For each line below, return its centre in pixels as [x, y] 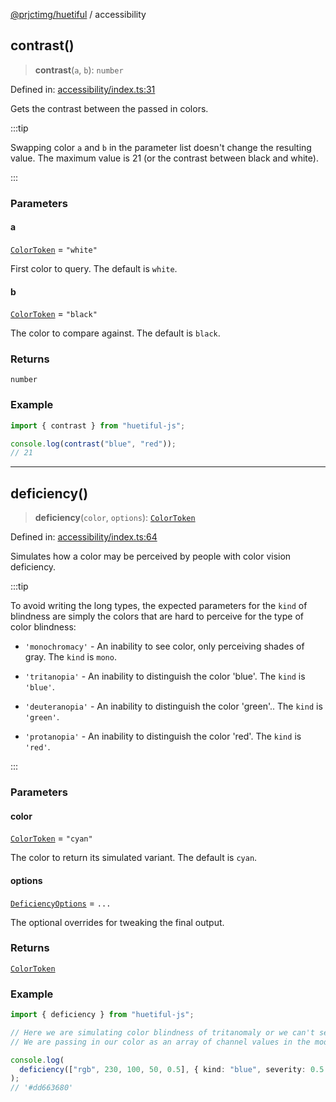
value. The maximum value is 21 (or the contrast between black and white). [164, 158]
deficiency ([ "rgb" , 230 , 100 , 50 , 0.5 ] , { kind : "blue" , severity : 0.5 [172, 1069]
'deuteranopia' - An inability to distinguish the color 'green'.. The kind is [173, 706]
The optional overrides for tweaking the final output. [117, 922]
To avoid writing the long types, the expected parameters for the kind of [159, 606]
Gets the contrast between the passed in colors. [109, 108]
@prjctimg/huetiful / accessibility [78, 14]
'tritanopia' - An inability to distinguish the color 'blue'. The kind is [165, 676]
